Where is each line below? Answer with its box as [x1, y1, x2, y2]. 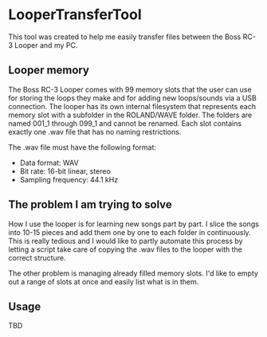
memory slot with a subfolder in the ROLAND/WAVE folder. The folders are [8, 110, 253, 120]
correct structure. [8, 253, 66, 262]
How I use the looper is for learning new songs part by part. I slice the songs [8, 219, 259, 229]
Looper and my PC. [14, 40, 78, 49]
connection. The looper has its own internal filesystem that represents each [8, 101, 257, 111]
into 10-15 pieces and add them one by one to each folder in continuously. [8, 227, 251, 237]
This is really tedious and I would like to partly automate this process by [8, 236, 243, 245]
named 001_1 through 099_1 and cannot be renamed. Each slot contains [8, 118, 241, 128]
